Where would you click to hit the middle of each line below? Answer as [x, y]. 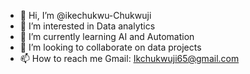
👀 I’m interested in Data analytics [87, 26]
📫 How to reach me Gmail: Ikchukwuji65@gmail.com [129, 58]
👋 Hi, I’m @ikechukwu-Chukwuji [85, 15]
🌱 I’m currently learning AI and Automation [107, 36]
